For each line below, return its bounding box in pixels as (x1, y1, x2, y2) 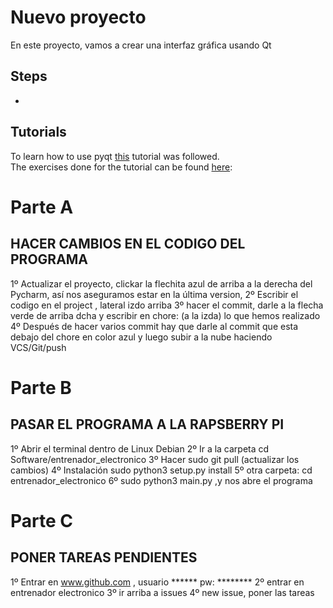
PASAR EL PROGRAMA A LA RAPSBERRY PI (10, 416, 285, 433)
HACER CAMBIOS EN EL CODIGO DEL (10, 236, 246, 253)
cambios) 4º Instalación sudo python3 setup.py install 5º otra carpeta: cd (10, 464, 313, 476)
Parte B (10, 376, 72, 399)
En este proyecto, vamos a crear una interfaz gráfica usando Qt (10, 39, 272, 51)
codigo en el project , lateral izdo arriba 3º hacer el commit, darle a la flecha (10, 299, 324, 311)
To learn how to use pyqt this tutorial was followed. (10, 150, 220, 162)
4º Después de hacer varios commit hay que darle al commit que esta (10, 320, 299, 332)
